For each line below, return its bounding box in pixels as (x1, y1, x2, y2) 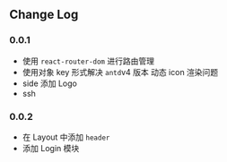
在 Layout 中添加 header (22, 132, 110, 142)
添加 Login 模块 (22, 142, 80, 153)
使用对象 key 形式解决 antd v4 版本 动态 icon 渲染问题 (22, 66, 219, 77)
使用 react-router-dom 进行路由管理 (22, 55, 155, 66)
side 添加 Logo (22, 78, 78, 89)
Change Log (9, 7, 79, 22)
